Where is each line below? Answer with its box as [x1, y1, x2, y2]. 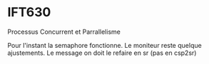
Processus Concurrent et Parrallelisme [7, 27, 121, 36]
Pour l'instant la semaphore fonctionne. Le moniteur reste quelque [7, 41, 202, 49]
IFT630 [7, 4, 51, 20]
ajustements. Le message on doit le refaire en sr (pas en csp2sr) [7, 49, 197, 57]
